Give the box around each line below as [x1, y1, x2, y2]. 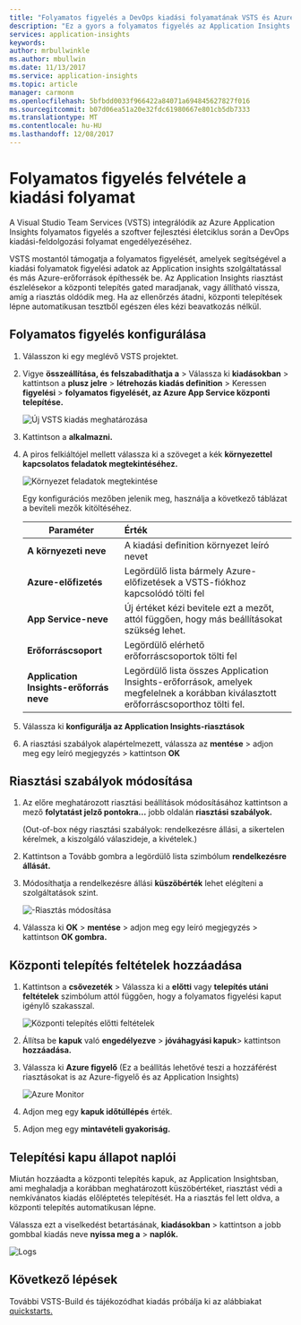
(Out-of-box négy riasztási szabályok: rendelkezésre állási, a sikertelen [21, 824, 285, 835]
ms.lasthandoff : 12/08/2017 [9, 130, 115, 139]
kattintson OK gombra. [21, 932, 107, 942]
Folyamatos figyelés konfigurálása [9, 327, 207, 342]
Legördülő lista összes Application [124, 664, 269, 676]
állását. [21, 861, 51, 872]
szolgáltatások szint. [21, 888, 99, 899]
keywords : [9, 38, 47, 47]
